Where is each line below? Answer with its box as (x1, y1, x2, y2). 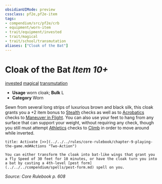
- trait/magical (5, 34, 38, 39)
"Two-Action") (48, 144, 77, 149)
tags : (5, 16, 16, 21)
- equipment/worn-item (5, 25, 51, 30)
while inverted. (5, 130, 35, 136)
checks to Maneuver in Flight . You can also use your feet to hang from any (5, 115, 154, 120)
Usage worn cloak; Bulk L (12, 89, 64, 95)
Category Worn (12, 95, 44, 100)
